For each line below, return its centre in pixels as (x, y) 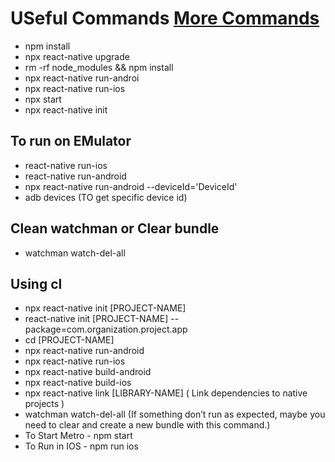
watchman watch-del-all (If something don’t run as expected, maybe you (175, 414)
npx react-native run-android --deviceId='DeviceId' (131, 186)
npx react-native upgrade (77, 56)
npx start (43, 99)
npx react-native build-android (88, 372)
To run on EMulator (71, 141)
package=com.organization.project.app (106, 329)
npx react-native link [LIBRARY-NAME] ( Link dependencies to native (166, 393)
